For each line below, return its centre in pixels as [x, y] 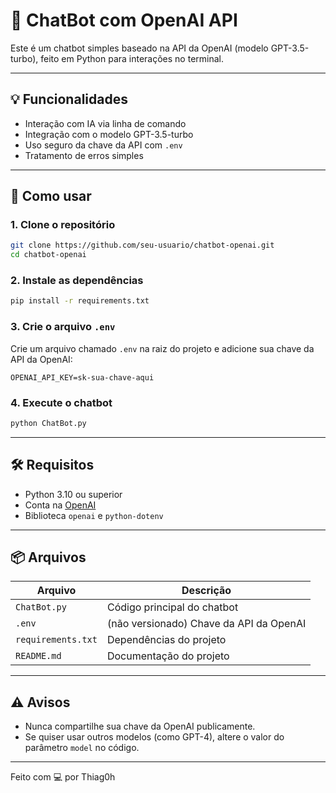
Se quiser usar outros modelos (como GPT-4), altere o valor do [154, 737]
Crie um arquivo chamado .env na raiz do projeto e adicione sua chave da [162, 348]
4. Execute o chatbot [61, 402]
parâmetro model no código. [82, 748]
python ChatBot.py [48, 423]
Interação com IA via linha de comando [105, 123]
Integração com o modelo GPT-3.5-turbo [109, 134]
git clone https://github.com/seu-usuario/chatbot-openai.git [142, 245]
